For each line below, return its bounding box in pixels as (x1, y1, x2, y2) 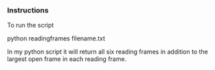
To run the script (7, 21, 54, 30)
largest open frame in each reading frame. (7, 55, 127, 63)
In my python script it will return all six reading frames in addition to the (7, 47, 208, 56)
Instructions (7, 5, 49, 15)
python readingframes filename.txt (7, 34, 105, 43)
